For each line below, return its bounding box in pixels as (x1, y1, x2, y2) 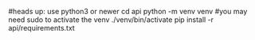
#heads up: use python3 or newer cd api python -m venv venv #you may (8, 7, 248, 16)
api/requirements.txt (8, 24, 76, 32)
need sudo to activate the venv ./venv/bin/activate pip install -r (8, 15, 214, 24)
